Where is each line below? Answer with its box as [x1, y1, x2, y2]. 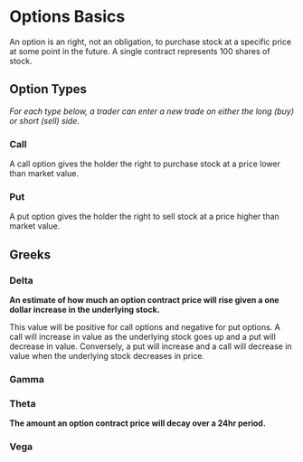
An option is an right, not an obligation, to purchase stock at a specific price [9, 36, 292, 47]
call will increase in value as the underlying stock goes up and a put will [9, 332, 276, 343]
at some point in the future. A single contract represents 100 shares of [9, 45, 270, 56]
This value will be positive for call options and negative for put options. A [9, 322, 280, 333]
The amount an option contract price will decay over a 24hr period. [9, 418, 267, 429]
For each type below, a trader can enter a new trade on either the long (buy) [9, 106, 295, 117]
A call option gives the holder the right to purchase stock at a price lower [9, 158, 280, 169]
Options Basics [9, 6, 126, 27]
